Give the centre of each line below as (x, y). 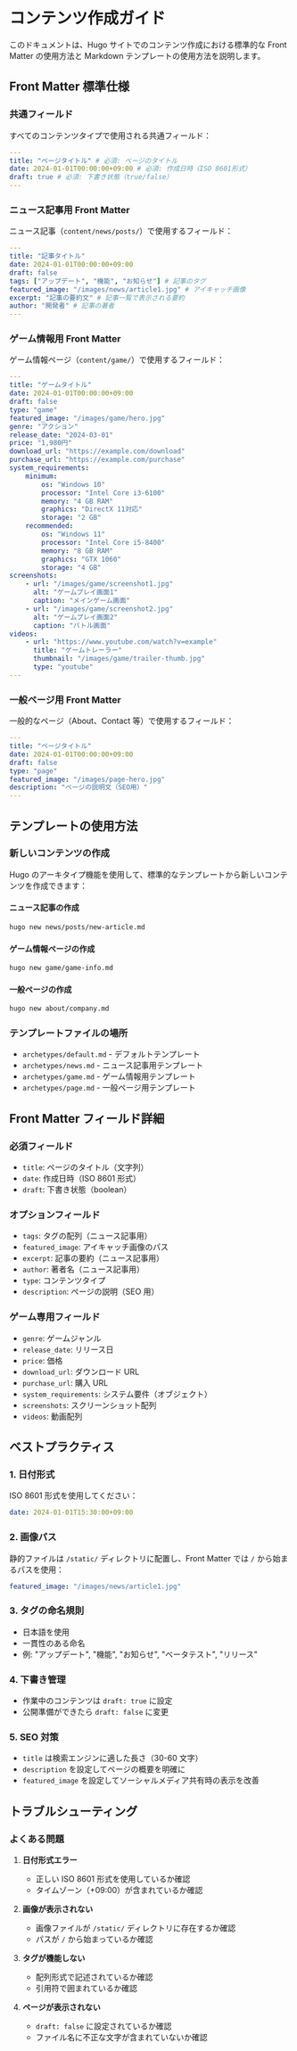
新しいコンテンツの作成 (59, 853)
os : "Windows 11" (73, 535)
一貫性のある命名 (54, 1643)
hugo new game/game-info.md (62, 968)
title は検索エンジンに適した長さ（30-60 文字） (112, 1759)
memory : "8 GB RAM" (78, 551)
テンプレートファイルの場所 (69, 1033)
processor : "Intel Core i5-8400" (103, 542)
